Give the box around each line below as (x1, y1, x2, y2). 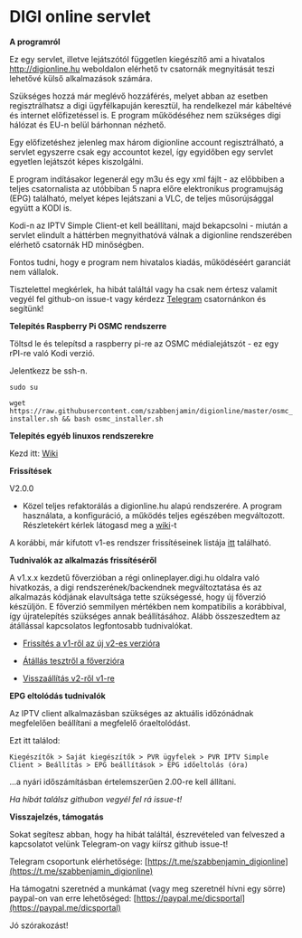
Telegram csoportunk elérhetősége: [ (9, 856, 148, 867)
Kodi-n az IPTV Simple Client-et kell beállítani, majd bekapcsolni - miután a (9, 220, 288, 231)
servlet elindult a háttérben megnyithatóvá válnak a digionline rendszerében (9, 229, 292, 241)
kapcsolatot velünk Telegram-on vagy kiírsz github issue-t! (9, 839, 229, 849)
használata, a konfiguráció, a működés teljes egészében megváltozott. (22, 509, 286, 521)
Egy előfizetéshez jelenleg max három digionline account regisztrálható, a (9, 137, 285, 147)
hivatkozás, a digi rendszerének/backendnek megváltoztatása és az (9, 582, 262, 592)
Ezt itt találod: (9, 734, 61, 745)
